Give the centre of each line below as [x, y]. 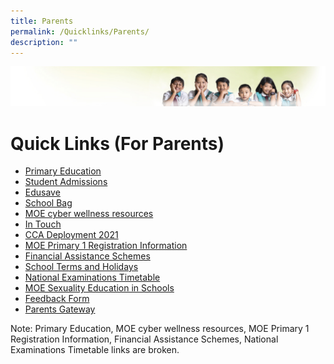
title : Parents [42, 21]
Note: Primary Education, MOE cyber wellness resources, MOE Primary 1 [160, 329]
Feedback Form [57, 299]
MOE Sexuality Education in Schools [99, 288]
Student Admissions [66, 182]
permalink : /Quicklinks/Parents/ [80, 31]
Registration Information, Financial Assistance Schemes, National [144, 339]
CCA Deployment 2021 [71, 235]
